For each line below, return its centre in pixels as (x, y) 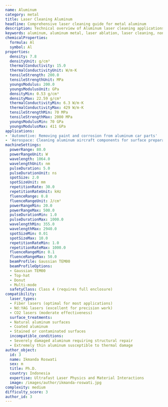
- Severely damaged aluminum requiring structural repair (71, 341)
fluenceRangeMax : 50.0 (33, 257)
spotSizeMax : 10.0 (29, 238)
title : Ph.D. (23, 369)
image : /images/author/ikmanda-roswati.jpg (55, 382)
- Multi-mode (23, 285)
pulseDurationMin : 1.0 (33, 215)
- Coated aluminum (29, 327)
